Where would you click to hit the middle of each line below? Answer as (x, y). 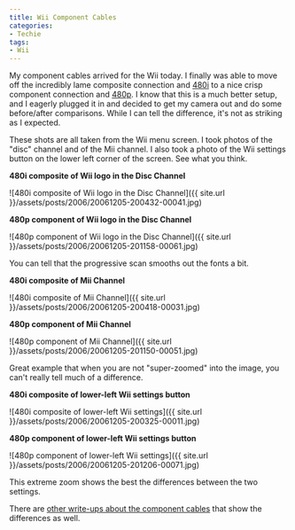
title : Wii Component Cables (63, 17)
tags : (19, 42)
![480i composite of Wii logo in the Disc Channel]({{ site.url (117, 193)
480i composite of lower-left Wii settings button (100, 394)
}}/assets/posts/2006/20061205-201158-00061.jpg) (104, 246)
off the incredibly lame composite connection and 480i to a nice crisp (136, 85)
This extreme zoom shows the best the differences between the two (134, 482)
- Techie (25, 34)
